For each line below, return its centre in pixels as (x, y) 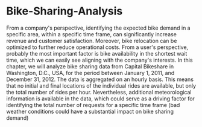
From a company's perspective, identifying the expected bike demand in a (99, 28)
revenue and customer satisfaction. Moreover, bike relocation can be (92, 41)
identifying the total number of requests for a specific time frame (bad (93, 105)
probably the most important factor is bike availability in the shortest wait (97, 53)
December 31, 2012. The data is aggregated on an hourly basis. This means (100, 79)
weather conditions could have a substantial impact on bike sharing (90, 111)
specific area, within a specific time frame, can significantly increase (91, 34)
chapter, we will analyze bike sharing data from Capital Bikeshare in (90, 66)
